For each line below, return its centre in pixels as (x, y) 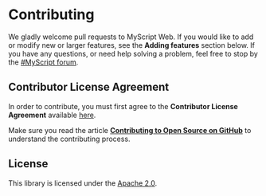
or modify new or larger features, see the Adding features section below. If (131, 45)
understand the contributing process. (69, 139)
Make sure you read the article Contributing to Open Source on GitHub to (130, 130)
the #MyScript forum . (43, 62)
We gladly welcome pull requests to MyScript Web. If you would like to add (131, 37)
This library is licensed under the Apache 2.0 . (83, 183)
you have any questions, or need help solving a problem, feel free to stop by (133, 53)
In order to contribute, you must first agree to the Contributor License (123, 106)
